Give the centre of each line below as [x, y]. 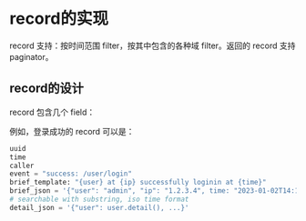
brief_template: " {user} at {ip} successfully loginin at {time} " [138, 183]
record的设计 [47, 89]
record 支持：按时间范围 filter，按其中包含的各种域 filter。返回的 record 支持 [153, 45]
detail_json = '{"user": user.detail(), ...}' [99, 207]
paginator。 [31, 56]
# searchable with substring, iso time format [99, 199]
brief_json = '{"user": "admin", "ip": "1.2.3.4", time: [120, 191]
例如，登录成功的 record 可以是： [72, 131]
